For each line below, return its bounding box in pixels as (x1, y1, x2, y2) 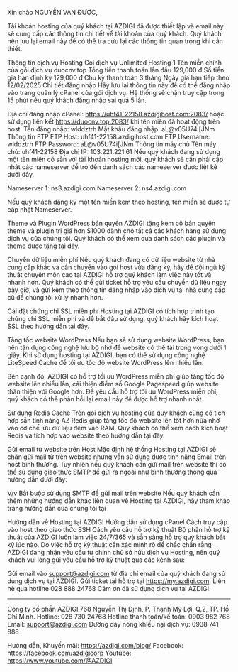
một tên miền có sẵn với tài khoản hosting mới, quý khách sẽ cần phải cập (7, 155, 224, 163)
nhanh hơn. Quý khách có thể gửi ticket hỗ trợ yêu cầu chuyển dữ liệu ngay (7, 278, 227, 286)
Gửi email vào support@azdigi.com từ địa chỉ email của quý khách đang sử (7, 570, 226, 578)
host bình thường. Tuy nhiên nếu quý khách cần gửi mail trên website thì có (7, 460, 227, 468)
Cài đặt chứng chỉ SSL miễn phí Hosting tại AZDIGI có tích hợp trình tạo (7, 307, 215, 315)
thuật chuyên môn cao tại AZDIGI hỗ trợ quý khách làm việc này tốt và (7, 271, 212, 278)
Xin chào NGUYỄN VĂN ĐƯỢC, (7, 9, 98, 16)
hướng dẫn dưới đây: (7, 475, 67, 484)
